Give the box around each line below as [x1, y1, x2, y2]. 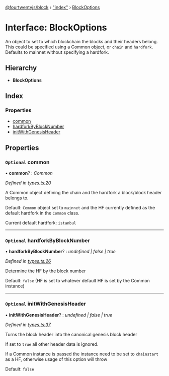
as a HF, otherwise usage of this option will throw [5, 356, 108, 362]
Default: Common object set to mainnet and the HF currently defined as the [5, 205, 155, 211]
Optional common [5, 159, 50, 166]
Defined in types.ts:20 [5, 180, 51, 186]
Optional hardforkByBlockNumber [5, 237, 91, 244]
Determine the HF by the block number [5, 268, 86, 274]
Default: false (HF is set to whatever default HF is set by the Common [5, 278, 150, 284]
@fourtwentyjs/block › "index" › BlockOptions [5, 5, 100, 10]
